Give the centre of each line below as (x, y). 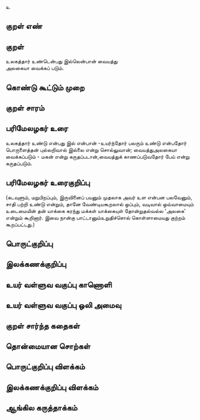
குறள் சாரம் (25, 108)
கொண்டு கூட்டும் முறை (45, 87)
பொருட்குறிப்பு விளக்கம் (45, 367)
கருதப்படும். (19, 163)
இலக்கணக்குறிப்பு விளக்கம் (52, 387)
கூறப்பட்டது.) (20, 224)
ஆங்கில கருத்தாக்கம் (42, 408)
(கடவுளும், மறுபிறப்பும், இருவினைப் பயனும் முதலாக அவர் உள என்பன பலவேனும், (99, 197)
